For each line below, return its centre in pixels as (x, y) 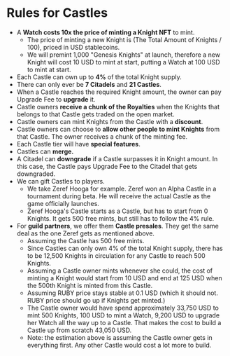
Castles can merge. (45, 151)
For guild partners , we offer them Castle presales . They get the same (118, 226)
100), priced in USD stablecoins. (73, 47)
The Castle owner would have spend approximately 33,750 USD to (123, 308)
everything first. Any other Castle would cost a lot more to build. (119, 345)
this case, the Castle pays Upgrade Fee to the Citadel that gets (107, 166)
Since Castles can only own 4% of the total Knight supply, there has (125, 248)
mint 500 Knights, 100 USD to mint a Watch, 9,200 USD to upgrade (123, 315)
